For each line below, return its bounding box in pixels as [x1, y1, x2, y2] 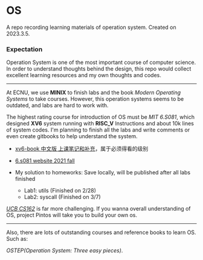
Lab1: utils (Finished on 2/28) [24, 187, 97, 194]
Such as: [6, 235, 28, 243]
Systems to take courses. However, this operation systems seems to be [6, 95, 184, 103]
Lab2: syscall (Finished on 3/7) [24, 194, 101, 201]
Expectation [6, 45, 43, 53]
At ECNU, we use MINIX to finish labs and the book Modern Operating [6, 89, 181, 97]
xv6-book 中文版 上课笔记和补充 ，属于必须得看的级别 [14, 145, 149, 153]
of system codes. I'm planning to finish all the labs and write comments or [6, 126, 190, 133]
